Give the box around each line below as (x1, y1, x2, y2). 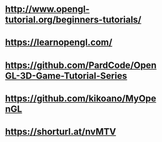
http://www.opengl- (5, 3, 90, 15)
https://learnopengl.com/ (5, 37, 112, 48)
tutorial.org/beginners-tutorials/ (5, 14, 142, 25)
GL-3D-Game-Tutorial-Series (5, 70, 127, 81)
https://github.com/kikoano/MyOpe (5, 93, 157, 104)
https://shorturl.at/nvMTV (5, 126, 116, 137)
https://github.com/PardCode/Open (5, 60, 157, 71)
